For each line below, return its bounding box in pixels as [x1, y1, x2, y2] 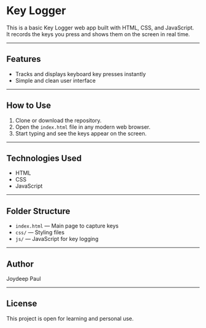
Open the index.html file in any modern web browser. [15, 123, 151, 131]
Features [6, 54, 41, 64]
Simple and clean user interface [15, 77, 96, 84]
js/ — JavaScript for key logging [15, 235, 99, 243]
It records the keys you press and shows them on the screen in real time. [6, 30, 190, 37]
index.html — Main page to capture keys [15, 222, 119, 230]
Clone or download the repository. [15, 116, 102, 124]
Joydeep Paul [6, 275, 41, 282]
